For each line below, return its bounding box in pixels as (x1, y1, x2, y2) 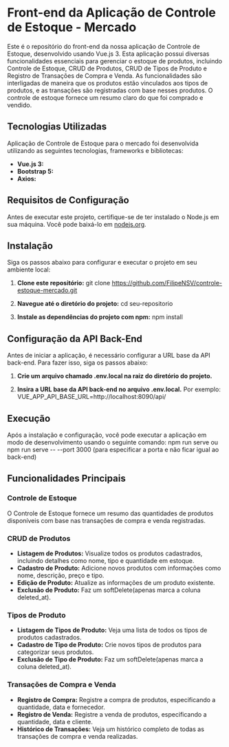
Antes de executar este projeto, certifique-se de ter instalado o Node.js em (7, 212, 219, 221)
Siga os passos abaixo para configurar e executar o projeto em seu (7, 258, 197, 267)
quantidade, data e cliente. (17, 717, 93, 726)
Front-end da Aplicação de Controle (7, 5, 217, 21)
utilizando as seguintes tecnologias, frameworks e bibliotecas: (7, 146, 184, 154)
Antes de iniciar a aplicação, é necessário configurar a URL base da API (7, 351, 211, 360)
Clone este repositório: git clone (17, 279, 111, 287)
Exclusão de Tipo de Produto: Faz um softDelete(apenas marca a (17, 655, 204, 664)
